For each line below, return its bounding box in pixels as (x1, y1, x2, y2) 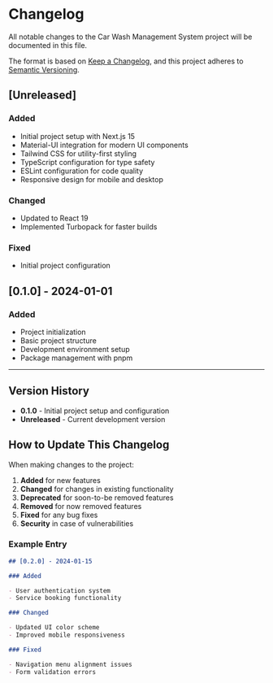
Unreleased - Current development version (19, 414, 166, 424)
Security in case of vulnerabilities (19, 518, 134, 529)
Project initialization (19, 327, 87, 337)
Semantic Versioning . (8, 64, 80, 74)
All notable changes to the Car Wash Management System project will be (8, 32, 253, 41)
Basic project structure (19, 335, 97, 346)
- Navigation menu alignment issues (8, 660, 132, 668)
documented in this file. (8, 40, 88, 50)
